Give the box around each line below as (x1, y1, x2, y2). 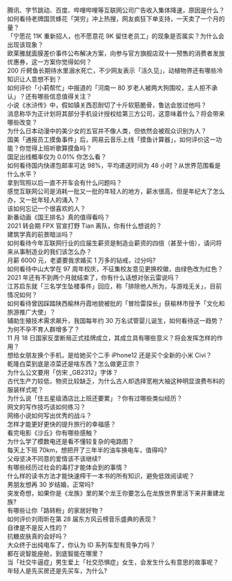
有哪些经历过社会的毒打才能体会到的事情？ (7, 463, 128, 471)
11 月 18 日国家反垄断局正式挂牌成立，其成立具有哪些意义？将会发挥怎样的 (7, 334, 217, 342)
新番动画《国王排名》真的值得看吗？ (7, 213, 110, 221)
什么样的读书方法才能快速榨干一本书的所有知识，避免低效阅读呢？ (7, 472, 195, 480)
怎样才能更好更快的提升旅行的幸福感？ (7, 420, 116, 428)
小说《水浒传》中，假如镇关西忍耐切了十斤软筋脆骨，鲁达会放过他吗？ (7, 101, 207, 109)
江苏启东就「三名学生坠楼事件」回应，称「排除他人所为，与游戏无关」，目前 (7, 282, 222, 290)
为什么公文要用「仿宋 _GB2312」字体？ (7, 368, 119, 376)
